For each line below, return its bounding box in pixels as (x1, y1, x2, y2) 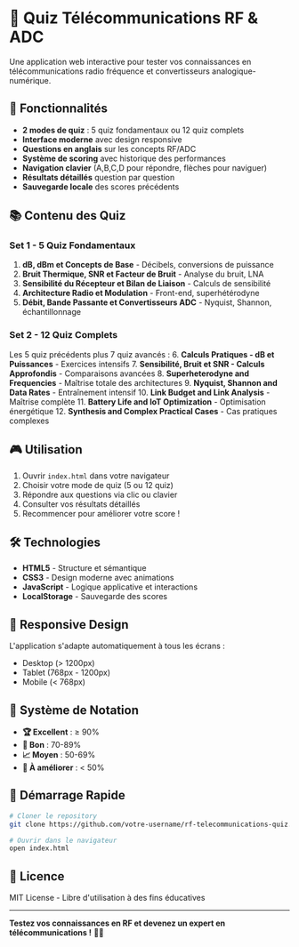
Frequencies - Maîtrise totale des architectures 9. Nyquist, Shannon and (9, 377, 278, 388)
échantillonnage (21, 307, 82, 317)
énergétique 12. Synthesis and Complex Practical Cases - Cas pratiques (9, 405, 278, 416)
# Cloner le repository (9, 811, 98, 821)
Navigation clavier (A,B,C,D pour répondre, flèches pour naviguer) (21, 162, 268, 173)
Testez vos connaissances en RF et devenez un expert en (9, 918, 226, 928)
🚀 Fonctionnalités (9, 101, 109, 116)
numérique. (9, 75, 52, 85)
